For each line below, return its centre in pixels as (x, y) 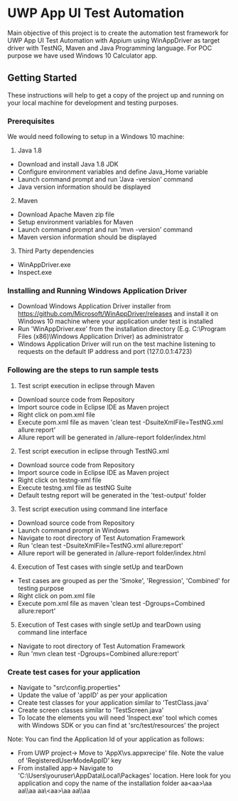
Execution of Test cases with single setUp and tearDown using (109, 624)
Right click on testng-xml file (59, 480)
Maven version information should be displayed (87, 237)
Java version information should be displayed (84, 187)
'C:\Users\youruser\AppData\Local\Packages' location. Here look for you (124, 775)
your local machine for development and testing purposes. (93, 103)
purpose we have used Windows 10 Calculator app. (82, 56)
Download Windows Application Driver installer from (94, 306)
